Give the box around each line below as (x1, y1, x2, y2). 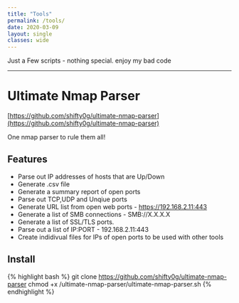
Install (7, 253, 36, 265)
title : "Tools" (7, 10, 53, 18)
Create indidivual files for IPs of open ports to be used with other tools (17, 233, 224, 241)
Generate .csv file (17, 179, 70, 188)
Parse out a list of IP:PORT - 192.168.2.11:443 (17, 225, 149, 233)
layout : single (7, 30, 53, 38)
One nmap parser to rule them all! (7, 133, 106, 142)
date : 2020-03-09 (7, 23, 59, 31)
